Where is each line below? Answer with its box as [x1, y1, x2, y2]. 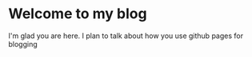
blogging [8, 39, 38, 48]
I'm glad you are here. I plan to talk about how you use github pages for [8, 31, 244, 40]
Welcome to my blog [8, 5, 147, 23]
